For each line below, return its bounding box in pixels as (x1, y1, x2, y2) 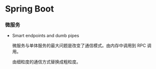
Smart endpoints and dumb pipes (12, 33, 79, 39)
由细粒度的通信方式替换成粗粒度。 (12, 59, 81, 65)
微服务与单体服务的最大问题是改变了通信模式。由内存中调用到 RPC (12, 42, 146, 49)
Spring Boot (5, 3, 54, 14)
